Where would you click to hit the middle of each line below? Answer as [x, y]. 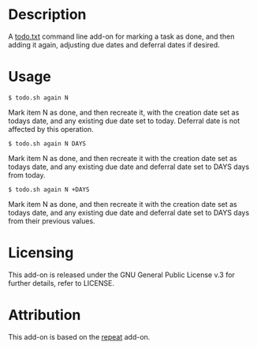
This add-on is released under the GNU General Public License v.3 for [121, 275]
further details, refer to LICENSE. [61, 283]
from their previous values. [52, 221]
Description [47, 15]
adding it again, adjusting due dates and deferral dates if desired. [114, 44]
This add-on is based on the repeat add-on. [79, 336]
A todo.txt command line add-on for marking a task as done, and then [121, 36]
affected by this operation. [51, 129]
